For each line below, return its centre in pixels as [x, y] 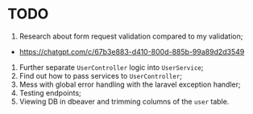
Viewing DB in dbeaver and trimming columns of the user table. [124, 101]
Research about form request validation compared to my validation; [131, 36]
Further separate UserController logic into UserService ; [111, 67]
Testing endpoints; [50, 92]
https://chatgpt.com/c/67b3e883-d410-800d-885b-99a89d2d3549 [132, 51]
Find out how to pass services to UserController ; [101, 75]
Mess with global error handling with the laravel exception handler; [130, 84]
